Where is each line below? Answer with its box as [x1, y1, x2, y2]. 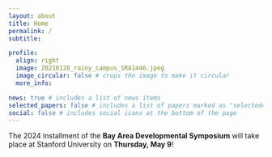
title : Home [8, 19, 49, 28]
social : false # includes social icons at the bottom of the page [8, 108, 237, 117]
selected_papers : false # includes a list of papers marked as [8, 101, 227, 109]
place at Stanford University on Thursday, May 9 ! [8, 139, 174, 150]
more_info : [15, 78, 53, 87]
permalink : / [8, 27, 53, 35]
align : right [15, 57, 60, 65]
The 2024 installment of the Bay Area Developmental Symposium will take [8, 131, 260, 141]
